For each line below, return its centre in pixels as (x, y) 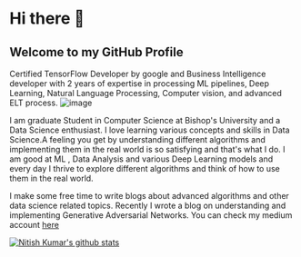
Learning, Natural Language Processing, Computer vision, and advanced (145, 93)
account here (34, 225)
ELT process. (34, 103)
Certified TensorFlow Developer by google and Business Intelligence (138, 74)
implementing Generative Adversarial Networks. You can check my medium (151, 215)
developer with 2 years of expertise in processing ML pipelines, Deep (140, 84)
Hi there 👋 (47, 19)
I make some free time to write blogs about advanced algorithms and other (149, 196)
